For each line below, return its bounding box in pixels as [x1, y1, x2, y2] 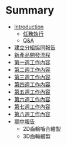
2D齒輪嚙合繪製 [22, 125, 61, 132]
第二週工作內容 [14, 66, 51, 73]
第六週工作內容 [14, 95, 51, 102]
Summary [5, 4, 54, 17]
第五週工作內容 [14, 88, 51, 95]
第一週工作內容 [14, 59, 51, 66]
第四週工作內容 [14, 80, 51, 88]
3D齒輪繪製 [22, 133, 51, 140]
